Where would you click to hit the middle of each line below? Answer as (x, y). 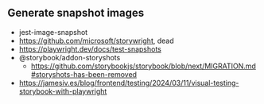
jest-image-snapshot (53, 32)
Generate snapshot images (76, 13)
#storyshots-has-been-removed (83, 74)
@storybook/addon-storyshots (70, 57)
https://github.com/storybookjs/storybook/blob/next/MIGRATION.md (143, 66)
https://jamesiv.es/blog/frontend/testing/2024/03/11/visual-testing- (129, 83)
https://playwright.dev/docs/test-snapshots (90, 49)
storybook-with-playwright (63, 91)
